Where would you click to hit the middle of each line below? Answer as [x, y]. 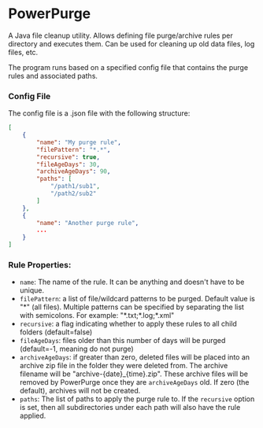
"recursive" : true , [69, 157]
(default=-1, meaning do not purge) [76, 349]
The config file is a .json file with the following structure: [99, 113]
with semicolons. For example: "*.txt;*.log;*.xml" [97, 315]
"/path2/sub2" [73, 194]
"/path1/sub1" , [75, 186]
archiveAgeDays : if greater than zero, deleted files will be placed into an [135, 357]
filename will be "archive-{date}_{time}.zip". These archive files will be [134, 374]
